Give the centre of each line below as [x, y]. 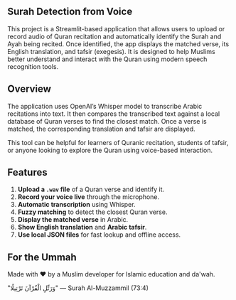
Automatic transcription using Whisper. [76, 205]
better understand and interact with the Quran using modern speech [107, 59]
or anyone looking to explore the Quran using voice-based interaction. [110, 150]
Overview [29, 89]
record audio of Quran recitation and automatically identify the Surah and [114, 36]
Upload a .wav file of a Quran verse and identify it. [91, 189]
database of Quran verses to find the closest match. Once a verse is [107, 121]
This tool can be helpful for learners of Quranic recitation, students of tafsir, [118, 142]
